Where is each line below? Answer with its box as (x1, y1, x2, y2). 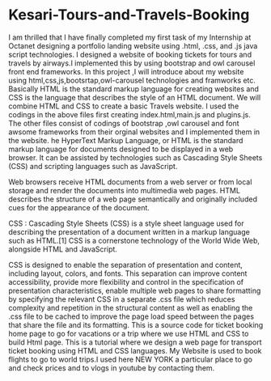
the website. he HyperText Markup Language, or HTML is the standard (8, 135, 243, 145)
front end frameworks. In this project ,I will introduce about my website (8, 66, 244, 76)
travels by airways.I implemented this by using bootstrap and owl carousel (8, 58, 256, 68)
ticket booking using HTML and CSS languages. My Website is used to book (8, 345, 262, 355)
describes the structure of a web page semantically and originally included (8, 194, 257, 204)
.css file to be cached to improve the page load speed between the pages (8, 311, 255, 321)
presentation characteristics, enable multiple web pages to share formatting (8, 286, 261, 295)
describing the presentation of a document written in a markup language (8, 226, 251, 236)
